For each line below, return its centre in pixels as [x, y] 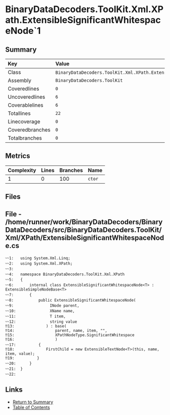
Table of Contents [31, 407]
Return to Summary [33, 402]
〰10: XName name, [40, 311]
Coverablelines [26, 105]
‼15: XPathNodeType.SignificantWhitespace [70, 335]
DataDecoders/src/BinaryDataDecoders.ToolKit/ [83, 230]
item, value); [20, 354]
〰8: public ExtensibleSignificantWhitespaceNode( [71, 300]
